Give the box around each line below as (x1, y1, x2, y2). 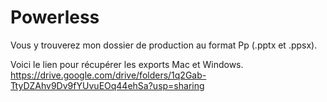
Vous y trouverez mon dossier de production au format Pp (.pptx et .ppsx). (10, 39, 318, 51)
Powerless (10, 6, 100, 29)
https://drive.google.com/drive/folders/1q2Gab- (10, 69, 207, 81)
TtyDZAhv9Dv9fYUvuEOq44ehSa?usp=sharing (10, 79, 205, 91)
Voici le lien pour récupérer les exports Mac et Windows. (10, 58, 244, 70)
